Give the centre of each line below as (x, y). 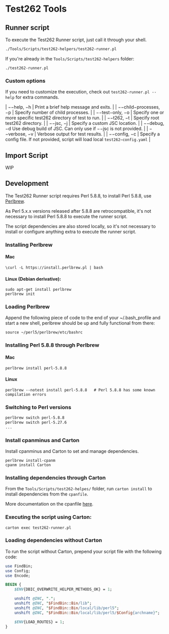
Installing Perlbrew (29, 245)
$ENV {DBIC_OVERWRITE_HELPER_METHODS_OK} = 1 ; (63, 589)
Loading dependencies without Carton (54, 540)
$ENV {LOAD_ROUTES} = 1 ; (40, 622)
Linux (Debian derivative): (33, 279)
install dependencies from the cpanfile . (47, 494)
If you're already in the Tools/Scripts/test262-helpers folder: (70, 58)
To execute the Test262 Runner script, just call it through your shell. (76, 40)
